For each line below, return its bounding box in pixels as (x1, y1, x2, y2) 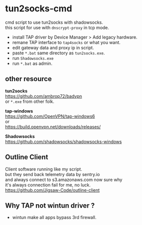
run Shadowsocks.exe (12, 55, 54, 61)
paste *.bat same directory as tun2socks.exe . (12, 50, 105, 56)
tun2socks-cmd (5, 3, 72, 14)
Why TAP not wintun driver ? (5, 201, 95, 210)
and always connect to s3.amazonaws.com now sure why (5, 177, 122, 182)
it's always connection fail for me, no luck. (5, 181, 91, 188)
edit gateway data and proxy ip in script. (12, 45, 94, 50)
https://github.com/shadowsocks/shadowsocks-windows (5, 138, 122, 144)
